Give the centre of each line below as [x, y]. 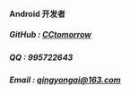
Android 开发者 [37, 13]
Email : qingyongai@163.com [65, 80]
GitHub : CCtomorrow [50, 35]
